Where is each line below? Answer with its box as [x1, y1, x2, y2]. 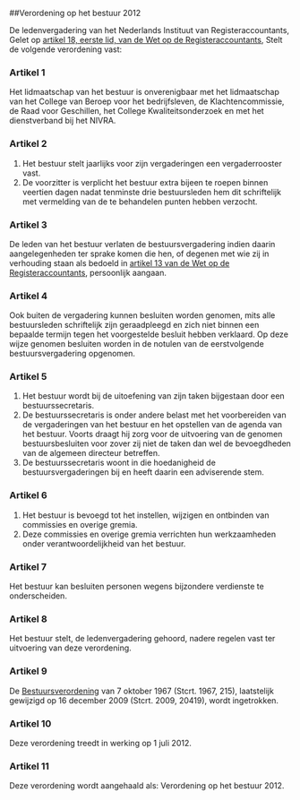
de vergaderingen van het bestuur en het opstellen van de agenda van [21, 419, 282, 430]
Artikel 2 [9, 138, 47, 151]
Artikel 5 [9, 371, 47, 383]
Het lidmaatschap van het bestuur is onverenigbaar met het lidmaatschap [9, 87, 280, 98]
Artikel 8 [9, 613, 47, 625]
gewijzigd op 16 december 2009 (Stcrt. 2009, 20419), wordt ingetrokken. [9, 694, 279, 706]
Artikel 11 [9, 760, 49, 772]
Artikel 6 [9, 489, 47, 502]
